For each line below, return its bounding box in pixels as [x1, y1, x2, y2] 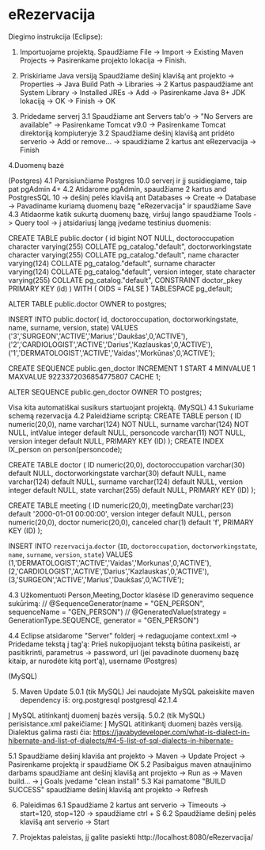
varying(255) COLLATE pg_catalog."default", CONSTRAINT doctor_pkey [8, 275, 243, 284]
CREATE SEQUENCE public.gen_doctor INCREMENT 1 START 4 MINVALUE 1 [8, 363, 256, 373]
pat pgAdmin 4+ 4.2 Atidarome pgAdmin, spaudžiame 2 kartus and [8, 184, 227, 193]
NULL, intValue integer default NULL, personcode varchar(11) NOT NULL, [8, 428, 246, 437]
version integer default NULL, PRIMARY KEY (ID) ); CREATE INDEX [8, 436, 224, 445]
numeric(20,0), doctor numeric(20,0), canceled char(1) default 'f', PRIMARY [8, 517, 255, 527]
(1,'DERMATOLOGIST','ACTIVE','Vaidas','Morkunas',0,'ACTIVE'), [8, 558, 212, 567]
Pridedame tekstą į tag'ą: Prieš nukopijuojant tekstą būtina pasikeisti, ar [8, 639, 241, 649]
